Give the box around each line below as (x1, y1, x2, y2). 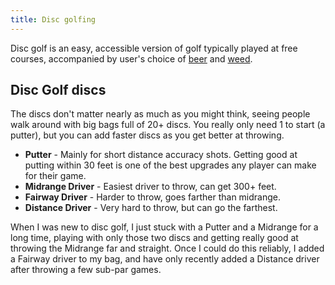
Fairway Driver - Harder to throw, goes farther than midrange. (24, 191, 281, 203)
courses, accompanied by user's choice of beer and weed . (10, 52, 253, 65)
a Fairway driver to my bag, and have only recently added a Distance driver (10, 253, 320, 265)
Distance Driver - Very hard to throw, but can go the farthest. (24, 202, 278, 214)
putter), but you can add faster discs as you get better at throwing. (10, 129, 285, 141)
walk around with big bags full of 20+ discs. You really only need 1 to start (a (10, 119, 326, 131)
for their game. (24, 170, 87, 182)
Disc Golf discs (10, 82, 107, 99)
